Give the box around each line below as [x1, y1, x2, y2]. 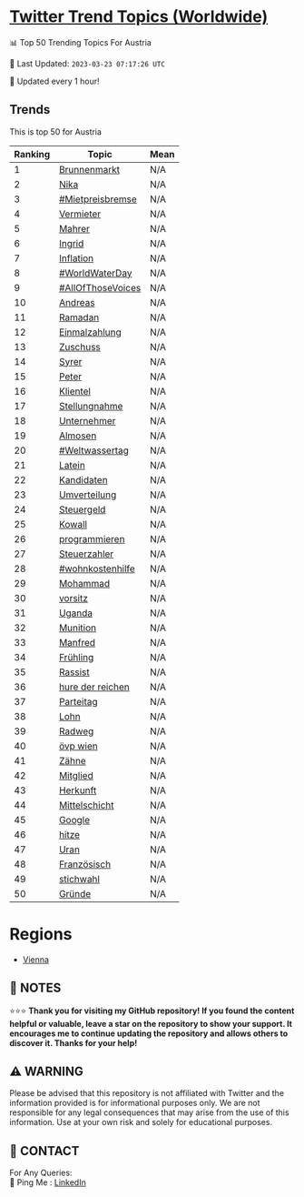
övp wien [58, 739, 98, 752]
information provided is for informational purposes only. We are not [9, 1098, 260, 1109]
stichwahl [58, 872, 100, 885]
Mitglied [58, 769, 93, 781]
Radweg [58, 725, 94, 738]
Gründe [58, 887, 92, 900]
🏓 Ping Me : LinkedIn [9, 1177, 86, 1188]
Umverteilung [58, 488, 117, 501]
